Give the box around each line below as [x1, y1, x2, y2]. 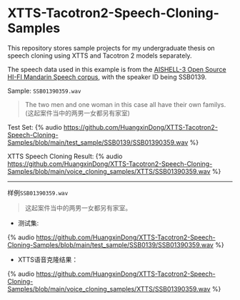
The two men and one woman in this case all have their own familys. [24, 100, 226, 108]
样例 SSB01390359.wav [7, 188, 69, 197]
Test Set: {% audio [7, 123, 62, 131]
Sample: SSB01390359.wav [7, 86, 81, 95]
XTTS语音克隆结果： [17, 255, 79, 264]
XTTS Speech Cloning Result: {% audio [7, 152, 123, 160]
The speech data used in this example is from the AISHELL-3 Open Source [7, 65, 226, 73]
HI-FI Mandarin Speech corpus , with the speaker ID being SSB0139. [7, 73, 207, 81]
